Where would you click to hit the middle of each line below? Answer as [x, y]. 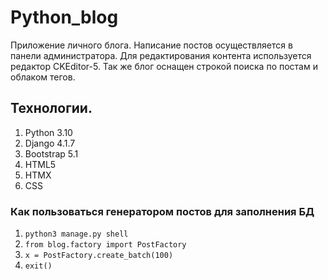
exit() [38, 266]
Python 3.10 [48, 132]
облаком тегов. [43, 77]
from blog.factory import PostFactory [105, 245]
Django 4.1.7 [50, 143]
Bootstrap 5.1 [51, 153]
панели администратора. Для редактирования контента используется [161, 55]
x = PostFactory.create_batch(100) [99, 256]
